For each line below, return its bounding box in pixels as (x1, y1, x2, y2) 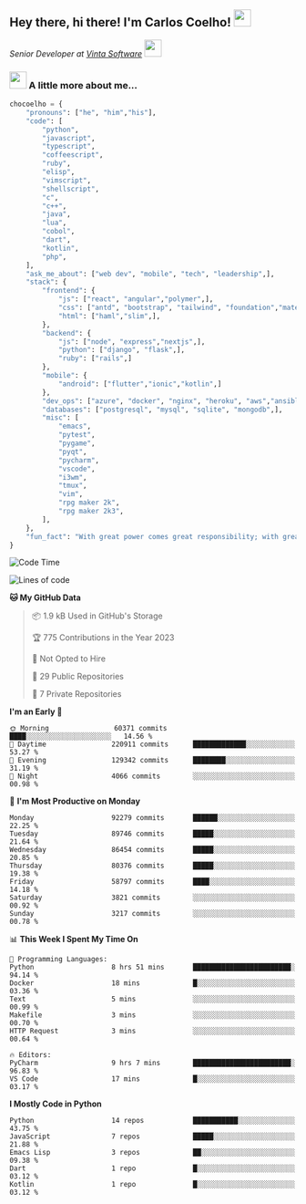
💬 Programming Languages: (9, 955, 107, 964)
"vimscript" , (42, 175, 92, 185)
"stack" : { (25, 277, 67, 287)
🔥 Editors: (9, 1051, 52, 1060)
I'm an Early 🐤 (9, 706, 63, 717)
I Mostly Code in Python (9, 1098, 102, 1109)
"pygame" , (57, 439, 96, 448)
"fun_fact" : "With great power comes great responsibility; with (25, 532, 280, 541)
